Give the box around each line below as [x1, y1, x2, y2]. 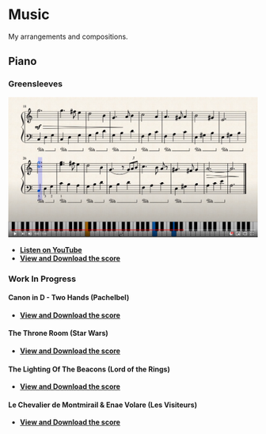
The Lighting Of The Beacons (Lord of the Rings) [8, 364, 170, 374]
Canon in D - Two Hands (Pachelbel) [8, 293, 130, 303]
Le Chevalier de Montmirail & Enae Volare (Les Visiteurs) [8, 400, 198, 409]
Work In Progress [8, 273, 77, 284]
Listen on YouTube [19, 245, 82, 254]
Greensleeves [8, 78, 63, 89]
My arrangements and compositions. [8, 32, 128, 41]
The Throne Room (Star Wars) [8, 329, 108, 338]
